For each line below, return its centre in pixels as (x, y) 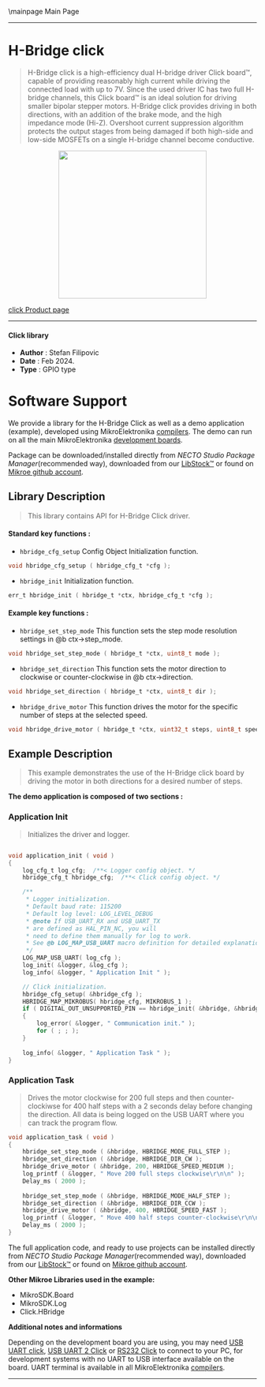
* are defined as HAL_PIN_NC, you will (91, 929)
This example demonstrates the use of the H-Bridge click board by (136, 773)
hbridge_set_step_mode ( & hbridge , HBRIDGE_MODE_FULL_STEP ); (127, 1152)
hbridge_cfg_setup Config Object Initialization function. (109, 551)
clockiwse (44, 1106)
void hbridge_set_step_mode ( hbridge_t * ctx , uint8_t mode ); (114, 654)
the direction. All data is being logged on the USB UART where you (136, 1114)
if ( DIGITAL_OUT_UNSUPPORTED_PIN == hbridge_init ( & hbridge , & (130, 1009)
